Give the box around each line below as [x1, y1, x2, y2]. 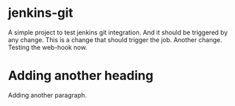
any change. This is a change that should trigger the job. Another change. [8, 35, 222, 44]
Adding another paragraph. [8, 91, 88, 99]
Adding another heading [8, 68, 154, 84]
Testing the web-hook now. [8, 43, 88, 51]
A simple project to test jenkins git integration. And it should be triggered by [8, 28, 228, 37]
